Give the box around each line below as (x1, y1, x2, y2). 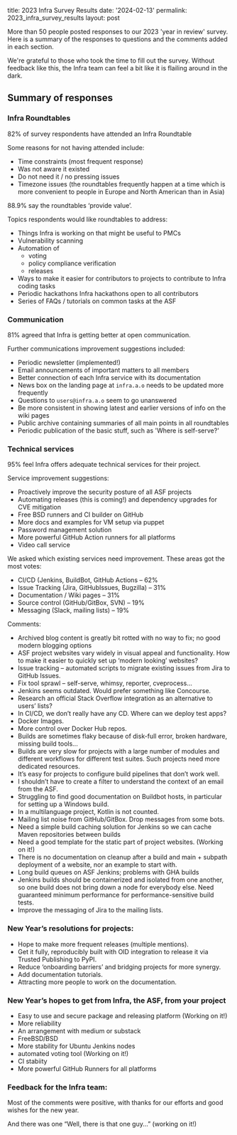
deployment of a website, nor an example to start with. (17, 860, 177, 869)
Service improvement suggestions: (7, 474, 109, 482)
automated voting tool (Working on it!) (17, 1049, 129, 1057)
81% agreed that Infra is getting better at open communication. (7, 330, 192, 339)
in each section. (7, 43, 55, 51)
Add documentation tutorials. (17, 970, 103, 978)
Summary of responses (7, 92, 114, 104)
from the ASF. (17, 785, 59, 793)
